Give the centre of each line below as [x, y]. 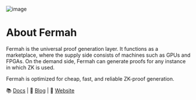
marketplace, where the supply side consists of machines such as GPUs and [98, 55]
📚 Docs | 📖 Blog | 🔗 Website [40, 90]
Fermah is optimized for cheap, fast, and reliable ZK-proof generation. [90, 78]
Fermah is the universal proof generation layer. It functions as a [82, 49]
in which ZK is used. [30, 67]
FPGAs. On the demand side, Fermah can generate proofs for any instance [96, 61]
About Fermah [42, 33]
